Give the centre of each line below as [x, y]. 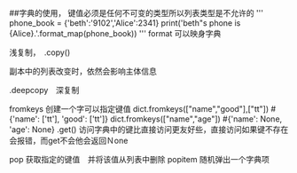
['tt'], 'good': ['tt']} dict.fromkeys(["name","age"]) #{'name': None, [162, 119]
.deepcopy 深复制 [44, 90]
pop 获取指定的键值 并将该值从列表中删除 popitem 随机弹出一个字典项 [140, 159]
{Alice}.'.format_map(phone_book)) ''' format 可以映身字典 [115, 33]
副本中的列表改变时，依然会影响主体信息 [83, 71]
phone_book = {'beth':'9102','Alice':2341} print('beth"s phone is [125, 23]
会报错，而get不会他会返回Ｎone [69, 141]
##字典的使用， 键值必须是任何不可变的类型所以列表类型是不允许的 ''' [137, 13]
